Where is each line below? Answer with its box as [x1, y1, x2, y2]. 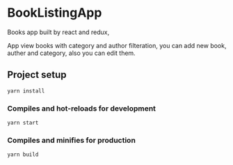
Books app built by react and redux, [7, 28, 110, 36]
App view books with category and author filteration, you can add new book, [7, 41, 227, 49]
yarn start [7, 120, 39, 127]
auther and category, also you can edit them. [7, 49, 136, 57]
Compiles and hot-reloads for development [7, 103, 156, 113]
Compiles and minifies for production [7, 135, 136, 145]
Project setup [7, 69, 67, 81]
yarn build [7, 151, 39, 158]
